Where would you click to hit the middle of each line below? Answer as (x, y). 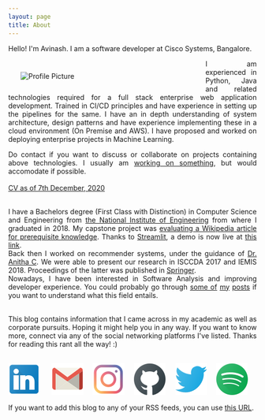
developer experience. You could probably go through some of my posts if (133, 287)
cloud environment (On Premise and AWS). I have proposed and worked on (132, 131)
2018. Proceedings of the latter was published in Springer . (102, 270)
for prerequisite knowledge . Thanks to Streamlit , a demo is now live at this (132, 236)
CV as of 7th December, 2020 (56, 188)
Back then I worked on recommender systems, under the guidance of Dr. (132, 253)
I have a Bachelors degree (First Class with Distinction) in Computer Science (132, 211)
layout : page (30, 17)
